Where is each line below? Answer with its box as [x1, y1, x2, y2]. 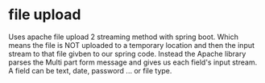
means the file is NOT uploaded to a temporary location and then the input [8, 40, 255, 49]
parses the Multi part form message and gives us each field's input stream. [8, 57, 258, 67]
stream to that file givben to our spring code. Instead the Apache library [8, 49, 246, 58]
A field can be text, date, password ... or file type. [8, 65, 172, 75]
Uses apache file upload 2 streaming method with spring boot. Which [8, 32, 239, 41]
